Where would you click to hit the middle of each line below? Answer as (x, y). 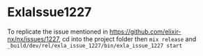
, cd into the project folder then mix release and (127, 38)
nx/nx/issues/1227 (33, 38)
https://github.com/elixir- (145, 31)
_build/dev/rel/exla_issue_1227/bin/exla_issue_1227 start (95, 45)
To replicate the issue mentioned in (58, 31)
